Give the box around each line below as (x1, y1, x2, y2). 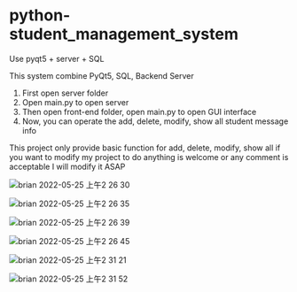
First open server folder (21, 88, 109, 98)
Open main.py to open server (21, 96, 129, 107)
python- (9, 5, 71, 26)
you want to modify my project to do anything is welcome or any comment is (9, 151, 289, 162)
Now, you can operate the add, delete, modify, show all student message (21, 116, 289, 127)
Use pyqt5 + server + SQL (9, 53, 105, 64)
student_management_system (9, 24, 239, 44)
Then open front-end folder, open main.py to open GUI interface (21, 106, 257, 117)
